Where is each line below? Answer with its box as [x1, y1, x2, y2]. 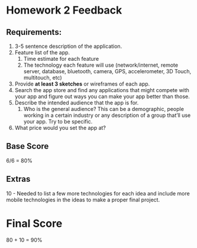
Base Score [6, 141, 49, 151]
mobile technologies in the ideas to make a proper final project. [6, 196, 160, 203]
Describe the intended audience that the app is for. [14, 99, 139, 106]
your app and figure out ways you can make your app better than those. [14, 93, 190, 100]
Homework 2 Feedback [6, 4, 122, 17]
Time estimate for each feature [23, 56, 99, 62]
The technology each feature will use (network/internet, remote [23, 61, 179, 68]
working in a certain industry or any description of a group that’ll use [23, 112, 191, 119]
